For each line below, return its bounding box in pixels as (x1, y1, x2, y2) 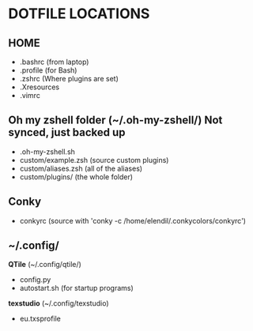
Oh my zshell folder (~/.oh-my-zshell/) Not (8, 114, 223, 127)
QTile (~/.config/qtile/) (8, 260, 81, 269)
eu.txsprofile (19, 314, 62, 324)
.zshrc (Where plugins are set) (19, 74, 119, 83)
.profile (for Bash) (19, 66, 77, 75)
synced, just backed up (8, 126, 126, 139)
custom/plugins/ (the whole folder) (19, 171, 133, 182)
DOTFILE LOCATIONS (8, 5, 150, 23)
